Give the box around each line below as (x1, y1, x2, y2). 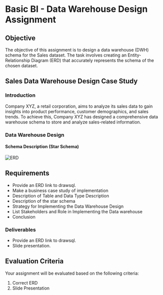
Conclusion (12, 214, 36, 220)
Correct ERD (12, 280, 38, 286)
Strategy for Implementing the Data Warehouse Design (12, 203, 124, 209)
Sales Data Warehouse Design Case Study (5, 77, 138, 85)
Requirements (5, 169, 49, 177)
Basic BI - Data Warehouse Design (5, 3, 148, 15)
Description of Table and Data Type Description (12, 192, 110, 199)
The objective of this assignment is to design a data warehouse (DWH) (5, 47, 149, 53)
